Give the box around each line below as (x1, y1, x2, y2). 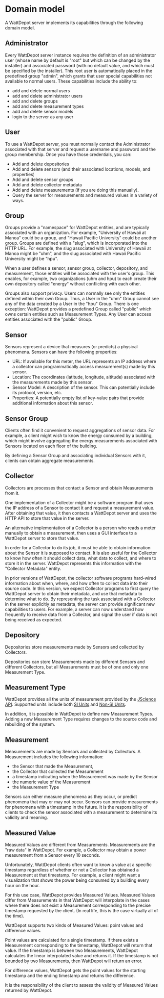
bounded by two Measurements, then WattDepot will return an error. (5, 958, 143, 964)
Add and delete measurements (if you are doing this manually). (12, 187, 139, 193)
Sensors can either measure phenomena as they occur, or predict (5, 793, 137, 800)
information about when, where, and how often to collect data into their (5, 580, 148, 586)
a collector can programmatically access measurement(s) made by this (12, 364, 155, 370)
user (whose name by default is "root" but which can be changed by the (5, 57, 150, 63)
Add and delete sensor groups (12, 177, 74, 182)
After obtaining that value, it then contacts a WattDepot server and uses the (5, 510, 157, 516)
